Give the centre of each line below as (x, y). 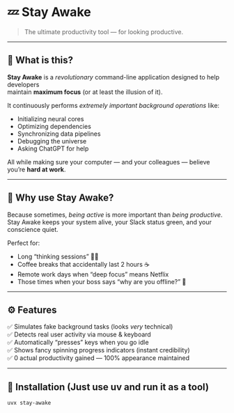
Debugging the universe (52, 141)
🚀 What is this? (40, 60)
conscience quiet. (33, 229)
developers (23, 84)
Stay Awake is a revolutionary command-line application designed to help (113, 77)
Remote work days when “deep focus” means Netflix (93, 274)
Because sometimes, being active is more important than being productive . (115, 215)
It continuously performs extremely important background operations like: (114, 105)
